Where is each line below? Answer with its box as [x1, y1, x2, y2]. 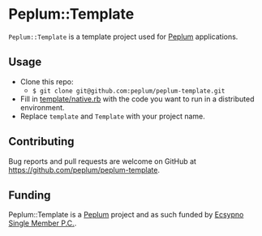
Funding [8, 188, 51, 202]
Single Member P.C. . [8, 218, 77, 228]
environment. [19, 102, 65, 112]
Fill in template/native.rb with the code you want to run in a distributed [19, 94, 255, 104]
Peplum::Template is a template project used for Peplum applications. [8, 32, 238, 41]
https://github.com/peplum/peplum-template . [8, 165, 161, 174]
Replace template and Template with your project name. [19, 111, 205, 121]
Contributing [8, 135, 75, 148]
